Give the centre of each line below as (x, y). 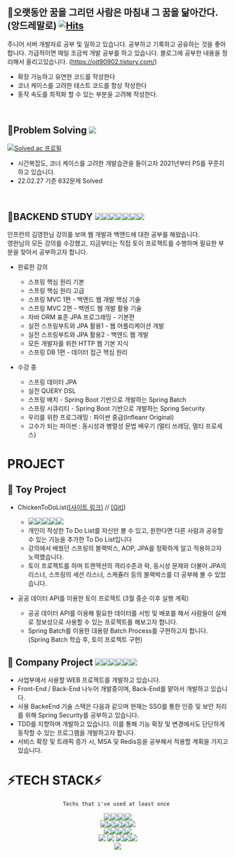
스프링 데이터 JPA (52, 382)
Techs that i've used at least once (116, 804)
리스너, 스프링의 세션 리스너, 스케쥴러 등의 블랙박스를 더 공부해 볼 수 (120, 574)
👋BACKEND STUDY (50, 217)
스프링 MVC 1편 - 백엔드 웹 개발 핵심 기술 (84, 299)
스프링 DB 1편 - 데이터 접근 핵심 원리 (78, 352)
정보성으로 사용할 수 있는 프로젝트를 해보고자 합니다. (107, 622)
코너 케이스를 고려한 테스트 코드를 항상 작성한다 (82, 85)
